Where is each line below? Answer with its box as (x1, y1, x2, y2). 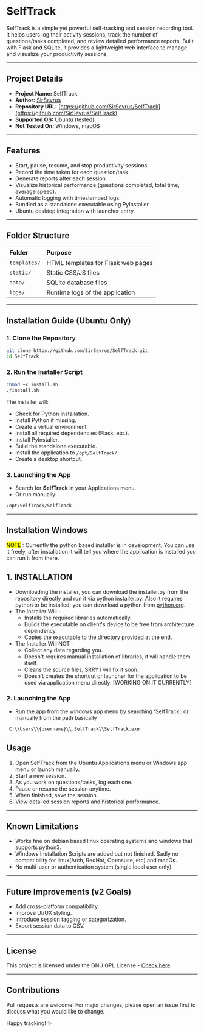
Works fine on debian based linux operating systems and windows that (15, 837, 193, 845)
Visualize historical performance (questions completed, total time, (15, 181, 180, 188)
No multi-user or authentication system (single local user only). (15, 863, 173, 870)
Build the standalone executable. (15, 442, 97, 450)
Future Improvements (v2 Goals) (6, 886, 132, 897)
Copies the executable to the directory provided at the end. (24, 633, 172, 641)
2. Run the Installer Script (6, 367, 83, 376)
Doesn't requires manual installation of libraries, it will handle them (24, 653, 191, 660)
